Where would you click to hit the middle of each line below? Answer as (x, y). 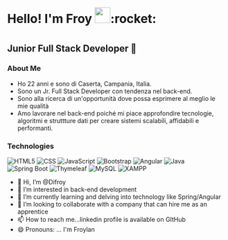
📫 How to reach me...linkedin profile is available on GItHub (101, 219)
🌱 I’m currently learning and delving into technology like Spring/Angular (119, 197)
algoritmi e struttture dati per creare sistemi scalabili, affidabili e (108, 120)
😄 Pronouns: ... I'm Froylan (56, 229)
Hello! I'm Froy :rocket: (82, 19)
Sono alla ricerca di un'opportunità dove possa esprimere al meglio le (116, 98)
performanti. (35, 128)
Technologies (30, 146)
